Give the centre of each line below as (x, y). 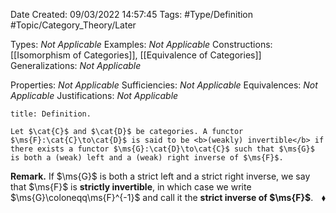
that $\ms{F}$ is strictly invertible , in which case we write (131, 187)
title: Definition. (51, 114)
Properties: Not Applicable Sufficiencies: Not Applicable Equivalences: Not (164, 85)
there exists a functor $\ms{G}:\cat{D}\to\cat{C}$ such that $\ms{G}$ (162, 149)
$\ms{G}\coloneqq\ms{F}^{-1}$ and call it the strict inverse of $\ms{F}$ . (162, 197)
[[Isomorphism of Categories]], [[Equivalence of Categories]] (136, 55)
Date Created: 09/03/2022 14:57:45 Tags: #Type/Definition (132, 14)
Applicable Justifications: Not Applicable (94, 95)
